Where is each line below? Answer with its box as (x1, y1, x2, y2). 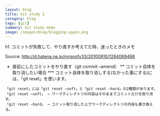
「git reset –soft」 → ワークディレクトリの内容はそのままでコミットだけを (5, 92, 142, 97)
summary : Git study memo (5, 25, 56, 30)
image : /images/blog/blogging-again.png (5, 30, 89, 35)
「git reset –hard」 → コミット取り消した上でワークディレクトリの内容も (5, 102, 139, 107)
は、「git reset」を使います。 (12, 76, 69, 81)
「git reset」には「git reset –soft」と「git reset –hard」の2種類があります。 (5, 86, 158, 91)
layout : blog (5, 7, 32, 12)
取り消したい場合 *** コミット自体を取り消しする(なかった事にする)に (12, 70, 153, 76)
